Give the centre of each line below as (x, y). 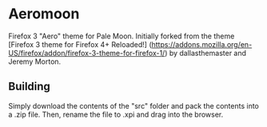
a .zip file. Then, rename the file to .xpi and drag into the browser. (116, 114)
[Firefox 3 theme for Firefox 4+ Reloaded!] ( (80, 44)
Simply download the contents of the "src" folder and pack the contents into (134, 105)
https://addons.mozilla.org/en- (202, 44)
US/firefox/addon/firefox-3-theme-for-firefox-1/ (87, 53)
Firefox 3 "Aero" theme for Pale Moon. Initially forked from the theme (122, 36)
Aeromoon (44, 14)
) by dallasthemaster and (205, 53)
